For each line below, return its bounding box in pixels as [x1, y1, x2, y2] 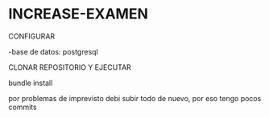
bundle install [8, 78, 53, 87]
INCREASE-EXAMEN [8, 5, 149, 23]
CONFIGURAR [8, 31, 56, 41]
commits [8, 102, 38, 112]
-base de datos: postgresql [8, 47, 98, 56]
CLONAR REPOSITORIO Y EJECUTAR [8, 62, 131, 72]
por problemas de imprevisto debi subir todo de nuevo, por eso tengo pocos [8, 93, 262, 103]
